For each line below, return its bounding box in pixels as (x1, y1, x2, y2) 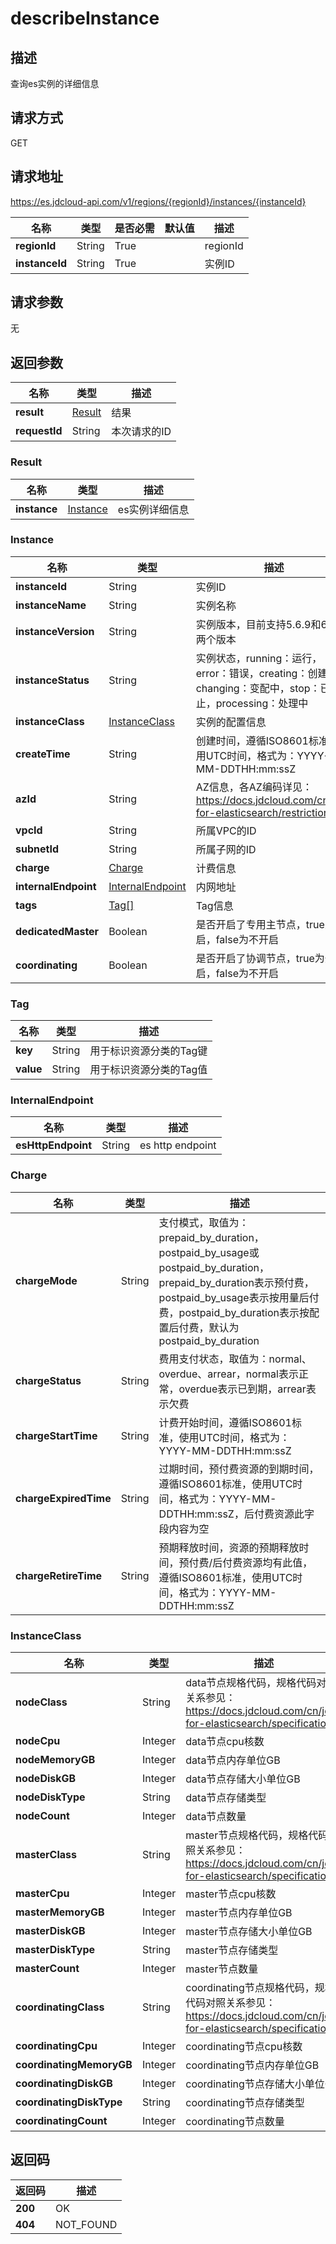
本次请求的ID (111, 425, 172, 439)
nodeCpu (15, 1734, 61, 1748)
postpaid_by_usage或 (158, 1245, 260, 1259)
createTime (15, 747, 71, 761)
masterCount (15, 1962, 80, 1976)
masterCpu (15, 1887, 70, 1901)
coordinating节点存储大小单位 (185, 2077, 325, 2091)
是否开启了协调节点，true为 (195, 951, 325, 965)
